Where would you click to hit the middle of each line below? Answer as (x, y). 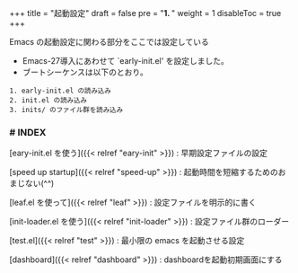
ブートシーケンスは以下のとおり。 (85, 72)
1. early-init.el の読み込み (61, 91)
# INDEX (28, 132)
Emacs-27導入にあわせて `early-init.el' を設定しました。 (125, 61)
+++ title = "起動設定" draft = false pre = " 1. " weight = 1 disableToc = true (145, 13)
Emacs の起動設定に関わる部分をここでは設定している (109, 42)
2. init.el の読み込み (48, 101)
